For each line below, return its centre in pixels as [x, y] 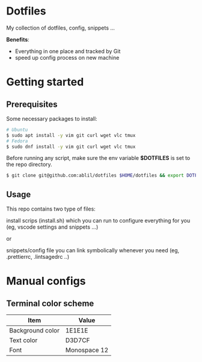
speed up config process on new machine [67, 57]
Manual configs [46, 281]
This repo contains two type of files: [51, 209]
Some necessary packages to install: [52, 118]
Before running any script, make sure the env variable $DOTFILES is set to [98, 158]
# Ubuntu [17, 130]
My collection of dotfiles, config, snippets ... [61, 28]
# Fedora [17, 141]
